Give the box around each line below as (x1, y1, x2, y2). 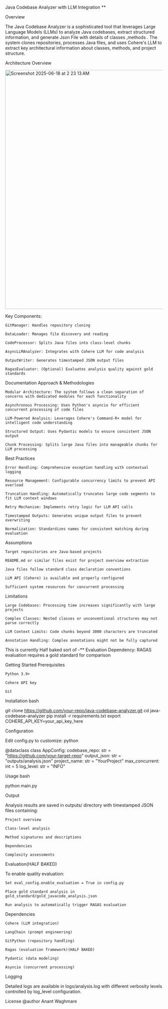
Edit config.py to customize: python (5, 738, 78, 743)
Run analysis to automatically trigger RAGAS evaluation (5, 902, 126, 907)
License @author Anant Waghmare (5, 998, 77, 1004)
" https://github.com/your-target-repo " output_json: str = (5, 753, 121, 758)
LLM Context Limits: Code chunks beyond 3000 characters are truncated (5, 629, 157, 634)
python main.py (5, 783, 37, 788)
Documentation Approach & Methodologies (5, 380, 94, 385)
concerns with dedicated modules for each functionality (5, 394, 126, 399)
